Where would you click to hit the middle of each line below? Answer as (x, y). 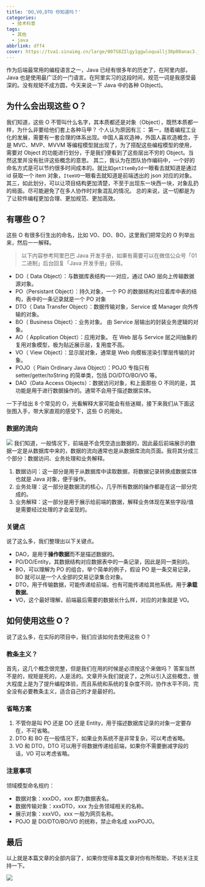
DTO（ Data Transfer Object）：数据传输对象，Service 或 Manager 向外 (104, 307)
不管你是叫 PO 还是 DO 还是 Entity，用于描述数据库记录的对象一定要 (101, 723)
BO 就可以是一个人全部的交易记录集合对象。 (70, 576)
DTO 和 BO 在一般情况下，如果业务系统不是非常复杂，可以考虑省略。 (102, 738)
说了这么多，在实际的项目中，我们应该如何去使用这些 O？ (79, 637)
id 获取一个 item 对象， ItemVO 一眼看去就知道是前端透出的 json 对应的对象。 (101, 175)
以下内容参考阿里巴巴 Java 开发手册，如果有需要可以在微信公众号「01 (109, 256)
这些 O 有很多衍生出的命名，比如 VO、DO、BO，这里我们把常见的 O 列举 (98, 235)
